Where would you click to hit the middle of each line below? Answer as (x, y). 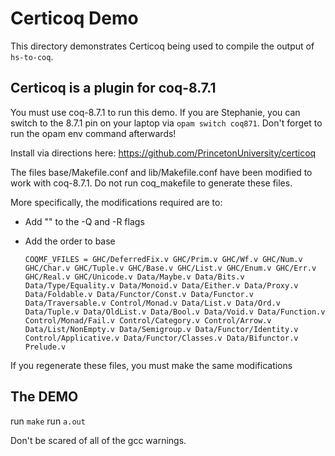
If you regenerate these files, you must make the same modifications (151, 365)
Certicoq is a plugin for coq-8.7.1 (113, 88)
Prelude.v (45, 347)
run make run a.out (48, 421)
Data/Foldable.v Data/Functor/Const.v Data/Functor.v (139, 294)
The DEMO (44, 397)
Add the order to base (70, 241)
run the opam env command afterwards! (93, 133)
